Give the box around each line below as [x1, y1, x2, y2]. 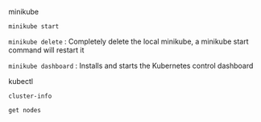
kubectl [8, 77, 34, 86]
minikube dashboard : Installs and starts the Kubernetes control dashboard [8, 61, 254, 70]
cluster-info [8, 92, 52, 100]
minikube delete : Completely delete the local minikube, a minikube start [8, 36, 249, 46]
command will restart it [8, 45, 85, 55]
